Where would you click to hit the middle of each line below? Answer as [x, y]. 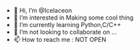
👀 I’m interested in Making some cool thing [73, 18]
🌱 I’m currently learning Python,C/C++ [67, 25]
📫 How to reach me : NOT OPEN [60, 40]
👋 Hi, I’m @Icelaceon [43, 10]
